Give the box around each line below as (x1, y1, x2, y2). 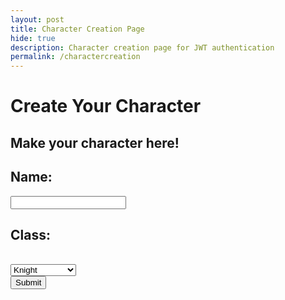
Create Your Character (10, 95, 202, 118)
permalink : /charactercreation (10, 52, 141, 62)
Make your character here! (10, 134, 180, 151)
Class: (10, 226, 51, 243)
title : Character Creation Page (10, 24, 145, 34)
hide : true (10, 33, 56, 43)
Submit (15, 277, 42, 288)
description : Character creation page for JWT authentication (10, 42, 275, 53)
